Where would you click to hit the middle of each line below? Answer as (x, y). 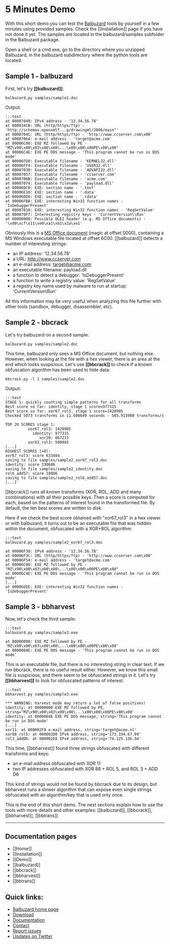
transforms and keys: (27, 754)
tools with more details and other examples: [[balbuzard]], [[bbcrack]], (79, 810)
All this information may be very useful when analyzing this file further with (83, 301)
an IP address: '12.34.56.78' (41, 253)
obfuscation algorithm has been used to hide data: (58, 370)
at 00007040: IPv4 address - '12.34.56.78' (52, 121)
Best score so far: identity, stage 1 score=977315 (61, 407)
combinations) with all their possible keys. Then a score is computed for (80, 497)
